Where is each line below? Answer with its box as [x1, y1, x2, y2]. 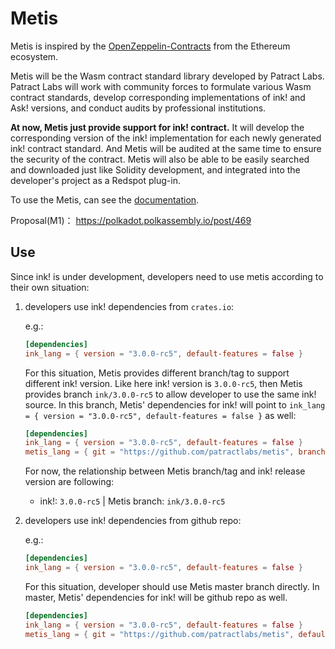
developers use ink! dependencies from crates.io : [24, 300, 235, 312]
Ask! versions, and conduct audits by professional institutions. [10, 102, 267, 114]
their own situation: [10, 281, 90, 293]
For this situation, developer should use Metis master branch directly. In [24, 580, 320, 592]
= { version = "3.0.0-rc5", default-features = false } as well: [24, 409, 297, 421]
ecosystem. [10, 50, 59, 62]
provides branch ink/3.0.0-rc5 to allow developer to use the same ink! [24, 388, 317, 400]
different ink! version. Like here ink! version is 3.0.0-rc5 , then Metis [24, 377, 303, 389]
